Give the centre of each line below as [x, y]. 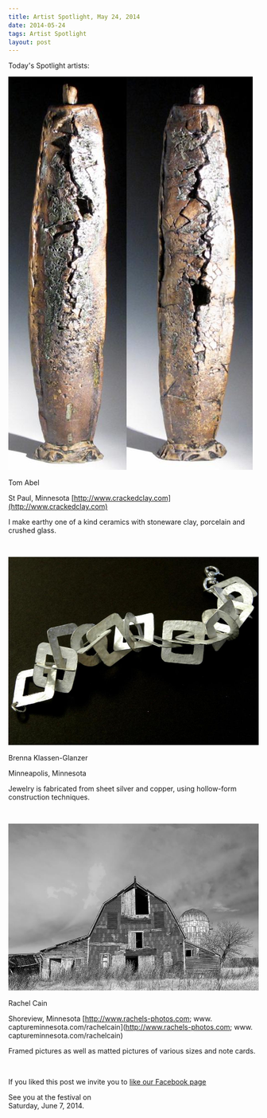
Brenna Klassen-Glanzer [48, 758]
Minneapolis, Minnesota [47, 773]
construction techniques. [49, 797]
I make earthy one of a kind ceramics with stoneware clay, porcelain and [127, 522]
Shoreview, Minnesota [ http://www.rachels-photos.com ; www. [110, 1018]
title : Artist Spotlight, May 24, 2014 [74, 17]
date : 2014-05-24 [37, 25]
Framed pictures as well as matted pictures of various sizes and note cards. [132, 1050]
